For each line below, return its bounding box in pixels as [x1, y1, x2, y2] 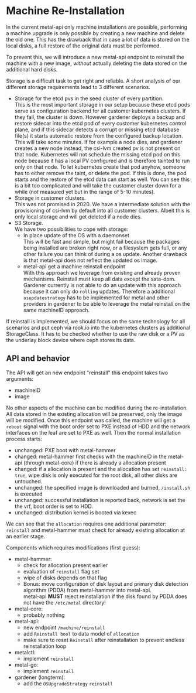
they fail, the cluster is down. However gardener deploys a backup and [14, 113, 185, 121]
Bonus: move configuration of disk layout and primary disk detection [23, 580, 188, 587]
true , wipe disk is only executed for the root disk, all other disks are [14, 472, 177, 479]
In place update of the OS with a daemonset [23, 231, 130, 238]
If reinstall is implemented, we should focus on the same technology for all [6, 318, 185, 325]
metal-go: [14, 661, 39, 668]
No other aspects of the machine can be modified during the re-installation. [6, 404, 188, 411]
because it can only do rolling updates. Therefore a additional [23, 288, 176, 295]
